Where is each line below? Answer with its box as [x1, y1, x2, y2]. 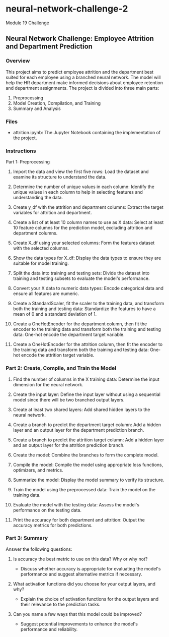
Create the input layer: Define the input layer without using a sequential [13, 391, 160, 397]
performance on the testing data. [13, 507, 82, 513]
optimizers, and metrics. [13, 467, 63, 473]
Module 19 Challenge [6, 20, 50, 26]
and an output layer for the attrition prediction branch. [13, 442, 125, 448]
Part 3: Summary [6, 535, 48, 542]
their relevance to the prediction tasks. [20, 601, 101, 607]
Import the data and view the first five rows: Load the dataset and [13, 168, 149, 175]
